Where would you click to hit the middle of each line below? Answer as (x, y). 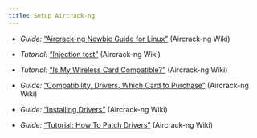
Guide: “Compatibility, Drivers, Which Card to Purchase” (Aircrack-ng (134, 85)
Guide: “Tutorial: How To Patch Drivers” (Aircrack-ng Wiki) (116, 124)
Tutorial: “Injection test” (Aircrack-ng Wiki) (90, 54)
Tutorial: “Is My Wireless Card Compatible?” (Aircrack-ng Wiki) (124, 70)
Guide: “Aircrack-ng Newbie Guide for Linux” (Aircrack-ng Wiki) (125, 39)
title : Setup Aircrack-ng (51, 16)
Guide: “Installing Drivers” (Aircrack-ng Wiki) (94, 109)
